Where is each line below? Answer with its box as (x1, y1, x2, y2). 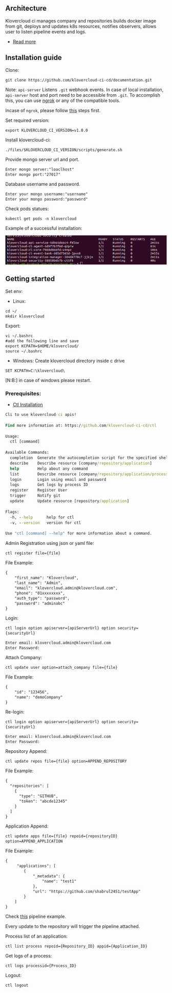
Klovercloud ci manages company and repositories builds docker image (5, 17, 157, 24)
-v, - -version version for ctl (10, 520, 81, 525)
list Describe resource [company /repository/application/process (10, 471, 168, 477)
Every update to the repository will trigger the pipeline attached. (5, 923, 140, 929)
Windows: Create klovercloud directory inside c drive (12, 357, 125, 364)
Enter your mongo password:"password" (5, 197, 88, 202)
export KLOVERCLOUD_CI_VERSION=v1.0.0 (5, 128, 88, 133)
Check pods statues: (5, 205, 49, 212)
